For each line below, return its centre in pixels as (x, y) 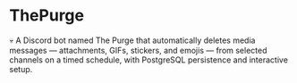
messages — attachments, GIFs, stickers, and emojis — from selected (138, 50)
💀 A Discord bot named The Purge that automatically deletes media (132, 40)
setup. (21, 69)
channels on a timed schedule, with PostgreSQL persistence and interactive (149, 60)
